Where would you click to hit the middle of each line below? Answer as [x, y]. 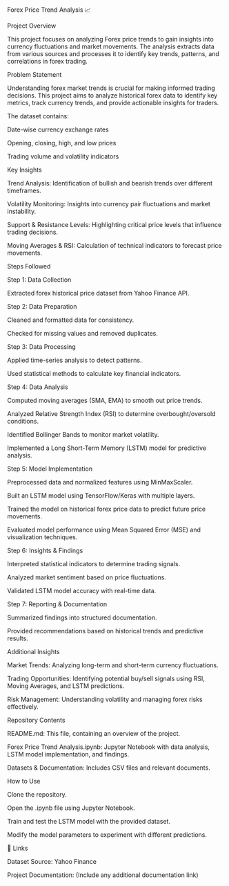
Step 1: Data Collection [39, 280]
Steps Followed [29, 266]
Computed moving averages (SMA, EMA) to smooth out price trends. [105, 400]
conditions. [23, 421]
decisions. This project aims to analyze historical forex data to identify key [112, 95]
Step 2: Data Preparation [42, 306]
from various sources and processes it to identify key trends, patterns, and [113, 54]
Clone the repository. [37, 794]
